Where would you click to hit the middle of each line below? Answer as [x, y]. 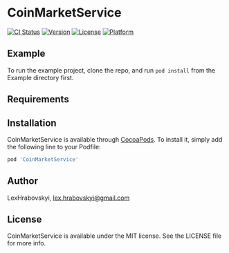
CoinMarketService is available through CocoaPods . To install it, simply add [115, 139]
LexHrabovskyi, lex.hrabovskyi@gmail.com [68, 198]
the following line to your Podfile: [54, 147]
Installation [32, 123]
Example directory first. [40, 77]
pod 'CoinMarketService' [43, 159]
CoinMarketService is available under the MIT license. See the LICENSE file [114, 236]
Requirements [38, 99]
